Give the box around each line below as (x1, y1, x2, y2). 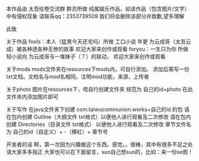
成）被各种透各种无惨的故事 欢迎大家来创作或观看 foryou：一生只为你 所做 (6, 45, 189, 52)
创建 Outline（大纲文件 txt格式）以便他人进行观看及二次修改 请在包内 (21, 113, 191, 120)
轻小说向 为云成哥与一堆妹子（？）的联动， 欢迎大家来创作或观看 (6, 53, 166, 60)
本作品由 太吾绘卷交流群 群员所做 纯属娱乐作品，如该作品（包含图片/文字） (6, 5, 190, 12)
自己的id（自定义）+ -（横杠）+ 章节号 (13, 128, 108, 135)
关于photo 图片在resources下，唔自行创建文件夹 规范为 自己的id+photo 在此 (6, 86, 193, 92)
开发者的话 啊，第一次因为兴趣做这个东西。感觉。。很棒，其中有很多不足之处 (6, 141, 193, 148)
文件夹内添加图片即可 (6, 93, 58, 100)
